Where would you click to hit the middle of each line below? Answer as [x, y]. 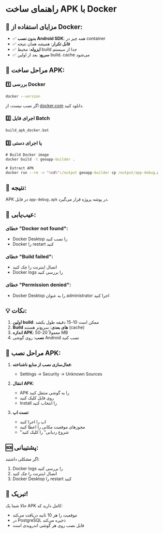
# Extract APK [20, 168]
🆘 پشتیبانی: [22, 447]
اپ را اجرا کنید [33, 422]
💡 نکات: [16, 311]
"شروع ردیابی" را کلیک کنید [44, 432]
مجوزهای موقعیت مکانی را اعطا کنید [52, 427]
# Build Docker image [27, 155]
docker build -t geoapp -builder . [40, 159]
